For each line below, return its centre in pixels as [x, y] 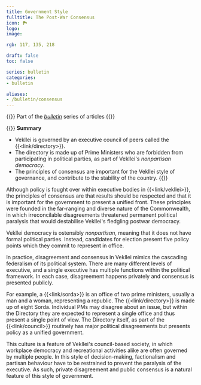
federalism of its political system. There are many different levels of [89, 263]
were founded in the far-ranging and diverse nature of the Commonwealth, [98, 209]
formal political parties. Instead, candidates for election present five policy [98, 240]
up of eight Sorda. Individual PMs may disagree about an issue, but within [97, 307]
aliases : [17, 94]
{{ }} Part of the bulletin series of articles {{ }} [61, 117]
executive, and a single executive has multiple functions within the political [98, 270]
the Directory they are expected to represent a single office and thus [91, 313]
